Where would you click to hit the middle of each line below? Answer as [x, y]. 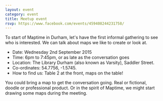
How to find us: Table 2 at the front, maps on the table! [67, 73]
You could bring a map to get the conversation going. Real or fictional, [76, 83]
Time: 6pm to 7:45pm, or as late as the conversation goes [71, 58]
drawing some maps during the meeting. [46, 93]
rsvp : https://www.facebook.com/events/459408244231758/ [65, 23]
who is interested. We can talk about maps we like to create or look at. [76, 43]
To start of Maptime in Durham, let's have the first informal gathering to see [82, 37]
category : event [22, 14]
